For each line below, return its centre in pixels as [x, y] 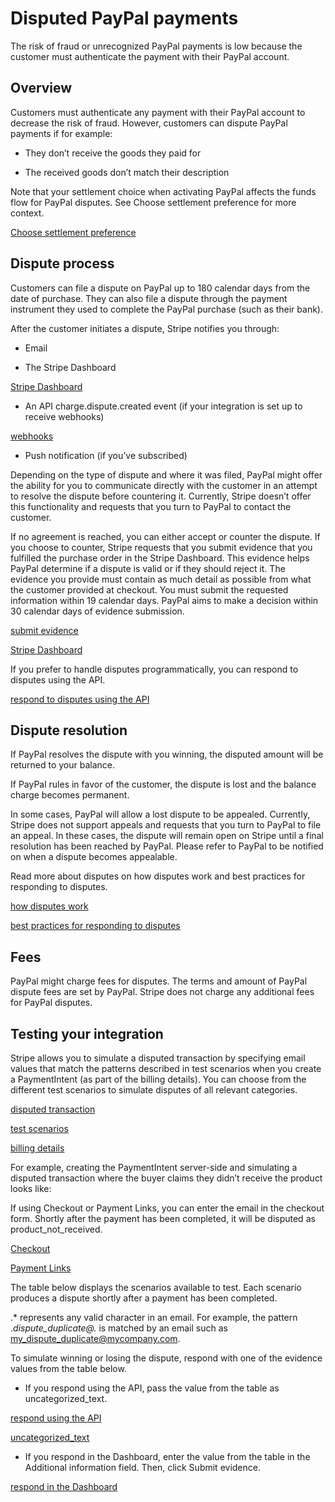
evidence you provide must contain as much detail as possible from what [161, 579]
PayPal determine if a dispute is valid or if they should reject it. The [148, 568]
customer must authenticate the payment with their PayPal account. [150, 56]
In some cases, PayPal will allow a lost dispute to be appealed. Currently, [160, 814]
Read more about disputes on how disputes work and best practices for [158, 876]
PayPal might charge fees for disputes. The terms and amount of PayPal [159, 981]
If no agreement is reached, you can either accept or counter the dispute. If [165, 536]
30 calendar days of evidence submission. [97, 611]
